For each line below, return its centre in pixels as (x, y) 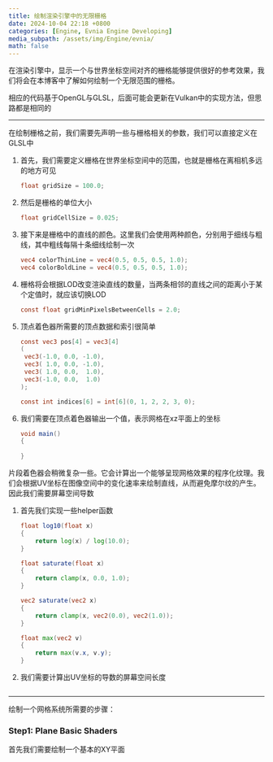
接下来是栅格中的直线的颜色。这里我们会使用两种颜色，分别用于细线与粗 (141, 234)
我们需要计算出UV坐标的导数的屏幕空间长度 (93, 677)
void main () (40, 433)
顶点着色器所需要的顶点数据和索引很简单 (88, 326)
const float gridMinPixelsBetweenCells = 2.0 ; (100, 310)
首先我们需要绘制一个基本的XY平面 (67, 750)
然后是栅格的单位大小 (56, 202)
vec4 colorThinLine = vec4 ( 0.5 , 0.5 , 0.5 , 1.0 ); (104, 260)
